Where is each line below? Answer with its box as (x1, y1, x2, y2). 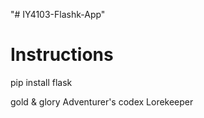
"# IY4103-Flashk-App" (10, 9, 106, 20)
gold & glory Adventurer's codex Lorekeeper (10, 95, 194, 108)
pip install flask (10, 76, 73, 88)
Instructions (10, 44, 114, 66)
